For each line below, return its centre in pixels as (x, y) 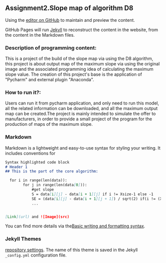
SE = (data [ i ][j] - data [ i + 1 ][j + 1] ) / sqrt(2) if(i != (93, 199)
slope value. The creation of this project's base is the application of (74, 74)
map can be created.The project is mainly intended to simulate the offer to (81, 114)
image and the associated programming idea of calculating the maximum (79, 69)
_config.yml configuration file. (36, 255)
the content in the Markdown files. (40, 35)
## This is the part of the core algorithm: (52, 171)
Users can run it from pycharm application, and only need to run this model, (82, 103)
